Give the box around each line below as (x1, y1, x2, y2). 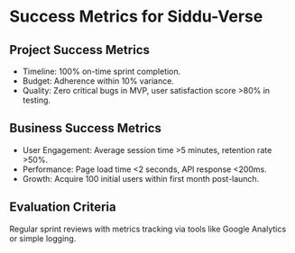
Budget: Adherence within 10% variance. (22, 76, 174, 86)
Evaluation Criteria (9, 200, 116, 215)
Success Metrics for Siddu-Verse (9, 6, 263, 27)
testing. (22, 95, 51, 105)
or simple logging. (9, 232, 77, 244)
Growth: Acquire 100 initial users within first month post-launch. (22, 173, 260, 184)
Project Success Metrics (9, 42, 151, 58)
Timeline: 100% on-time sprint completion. (22, 66, 181, 77)
